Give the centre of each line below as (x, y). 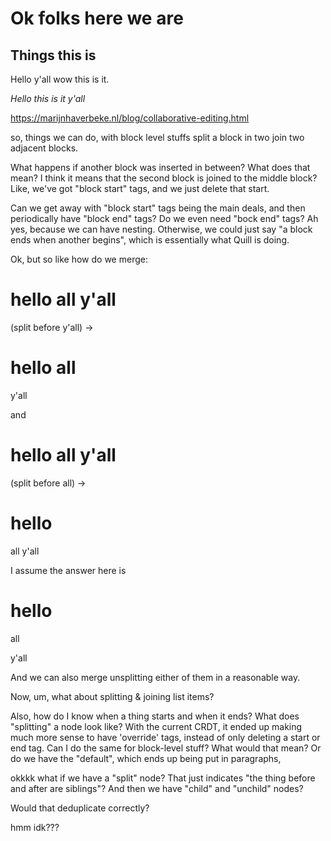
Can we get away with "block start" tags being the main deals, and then (158, 208)
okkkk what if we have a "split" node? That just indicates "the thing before (163, 778)
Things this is (53, 55)
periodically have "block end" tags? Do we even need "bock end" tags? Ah (164, 218)
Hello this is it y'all (48, 98)
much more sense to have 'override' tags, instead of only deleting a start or (165, 737)
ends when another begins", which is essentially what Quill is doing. (150, 240)
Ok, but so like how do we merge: (79, 259)
